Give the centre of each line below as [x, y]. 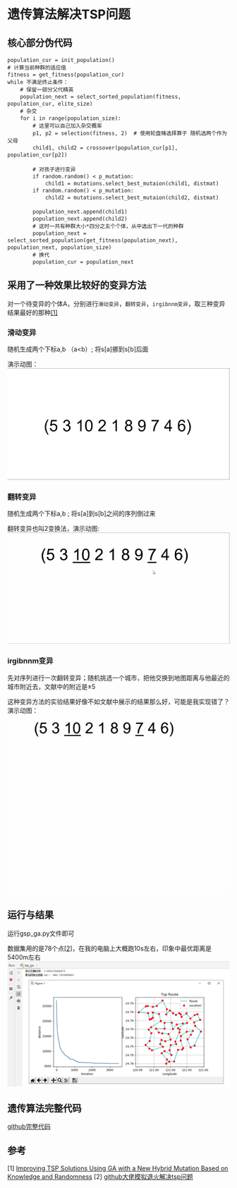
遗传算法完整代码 [44, 1108]
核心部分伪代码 [40, 43]
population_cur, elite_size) [50, 104]
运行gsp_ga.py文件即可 [41, 933]
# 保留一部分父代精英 [47, 90]
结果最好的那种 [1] [32, 312]
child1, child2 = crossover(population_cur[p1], [105, 148]
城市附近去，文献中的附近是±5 [51, 686]
